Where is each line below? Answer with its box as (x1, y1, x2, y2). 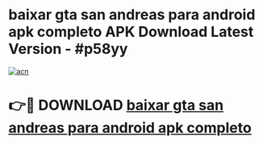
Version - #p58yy (8, 40, 128, 58)
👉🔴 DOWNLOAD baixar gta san (8, 97, 224, 114)
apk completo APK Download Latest (8, 23, 254, 41)
